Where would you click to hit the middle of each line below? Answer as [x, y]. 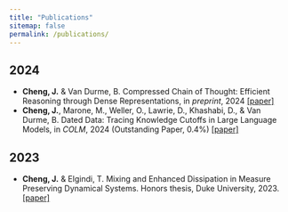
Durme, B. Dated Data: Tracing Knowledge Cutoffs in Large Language [149, 120]
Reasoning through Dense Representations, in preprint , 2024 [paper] [148, 101]
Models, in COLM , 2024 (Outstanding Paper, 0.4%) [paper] [130, 129]
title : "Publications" [51, 17]
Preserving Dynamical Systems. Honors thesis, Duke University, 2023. [151, 188]
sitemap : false [37, 26]
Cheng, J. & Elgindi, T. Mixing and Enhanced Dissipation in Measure [146, 179]
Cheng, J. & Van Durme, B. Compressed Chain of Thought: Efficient [146, 92]
